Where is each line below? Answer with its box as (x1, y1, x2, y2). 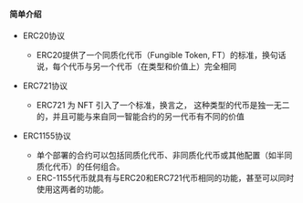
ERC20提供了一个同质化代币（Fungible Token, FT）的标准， (36, 50, 263, 61)
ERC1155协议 (22, 130, 71, 141)
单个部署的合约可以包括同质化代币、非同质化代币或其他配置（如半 (36, 150, 285, 161)
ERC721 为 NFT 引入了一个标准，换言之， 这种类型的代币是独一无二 (36, 100, 290, 111)
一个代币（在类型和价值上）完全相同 (99, 61, 237, 72)
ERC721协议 (22, 80, 68, 91)
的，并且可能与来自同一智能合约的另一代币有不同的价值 (36, 111, 245, 122)
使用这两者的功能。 (36, 184, 110, 195)
